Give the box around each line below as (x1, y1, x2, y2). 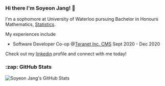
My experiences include (5, 31, 56, 37)
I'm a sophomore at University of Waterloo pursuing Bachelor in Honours (5, 16, 158, 22)
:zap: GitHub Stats (5, 63, 52, 70)
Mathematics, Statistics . (5, 21, 56, 27)
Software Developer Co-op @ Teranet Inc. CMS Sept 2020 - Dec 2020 (12, 41, 160, 47)
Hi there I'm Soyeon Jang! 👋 (5, 5, 76, 12)
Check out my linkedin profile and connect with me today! (5, 51, 127, 57)
